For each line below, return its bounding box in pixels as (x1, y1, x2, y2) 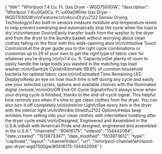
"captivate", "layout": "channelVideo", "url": (5, 138, 92, 144)
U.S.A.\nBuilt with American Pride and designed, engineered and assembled (5, 123, 157, 128)
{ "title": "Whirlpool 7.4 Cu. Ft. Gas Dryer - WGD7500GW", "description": (5, 4, 149, 10)
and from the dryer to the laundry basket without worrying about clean (5, 35, 146, 41)
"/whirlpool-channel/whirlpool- (92, 138, 154, 144)
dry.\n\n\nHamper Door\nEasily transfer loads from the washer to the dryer (5, 30, 154, 35)
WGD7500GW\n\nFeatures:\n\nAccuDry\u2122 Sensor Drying (5, 15, 128, 20)
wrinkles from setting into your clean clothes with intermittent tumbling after (5, 113, 156, 118)
